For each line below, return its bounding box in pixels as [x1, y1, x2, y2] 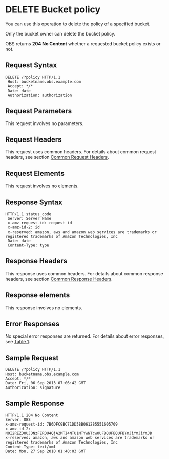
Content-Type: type [7, 243, 50, 248]
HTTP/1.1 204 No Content [5, 413, 58, 418]
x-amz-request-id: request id [7, 220, 72, 225]
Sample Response [5, 399, 64, 408]
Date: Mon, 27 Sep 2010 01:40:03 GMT [5, 449, 86, 454]
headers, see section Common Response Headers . [5, 276, 113, 282]
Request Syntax [5, 61, 57, 70]
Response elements [5, 291, 70, 299]
